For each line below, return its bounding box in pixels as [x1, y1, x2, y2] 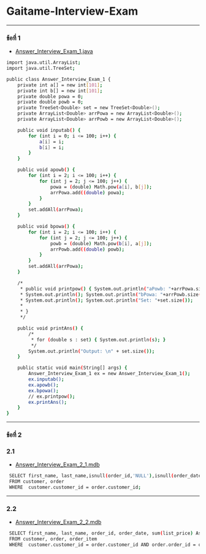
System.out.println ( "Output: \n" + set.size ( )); [28, 348, 155, 354]
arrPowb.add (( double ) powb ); [50, 246, 124, 252]
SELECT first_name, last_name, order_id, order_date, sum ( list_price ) [9, 530, 193, 537]
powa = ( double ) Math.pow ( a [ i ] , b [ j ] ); [50, 184, 152, 190]
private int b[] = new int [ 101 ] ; [17, 88, 103, 94]
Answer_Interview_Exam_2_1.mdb [15, 461, 100, 468]
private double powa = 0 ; [17, 93, 84, 99]
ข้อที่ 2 [6, 431, 22, 439]
